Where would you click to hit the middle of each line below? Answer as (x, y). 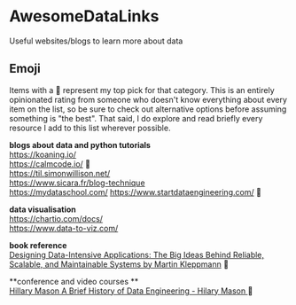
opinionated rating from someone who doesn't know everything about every (148, 99)
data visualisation (43, 209)
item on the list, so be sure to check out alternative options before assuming (148, 109)
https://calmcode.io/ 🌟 (50, 164)
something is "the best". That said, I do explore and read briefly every (136, 118)
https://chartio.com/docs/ (56, 218)
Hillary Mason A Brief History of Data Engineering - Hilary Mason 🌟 (131, 291)
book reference (38, 245)
